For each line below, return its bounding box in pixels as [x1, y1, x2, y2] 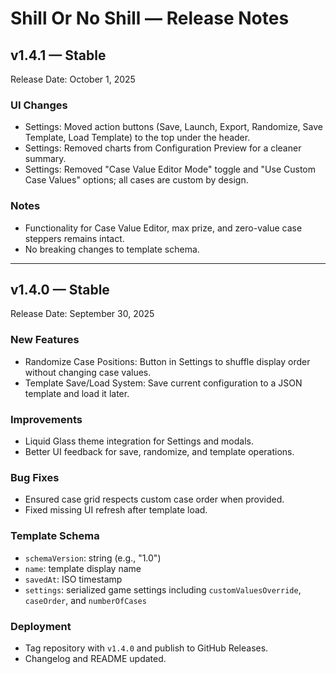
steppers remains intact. [24, 232, 125, 244]
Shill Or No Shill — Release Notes [10, 7, 290, 30]
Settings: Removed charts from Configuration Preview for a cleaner [24, 142, 302, 154]
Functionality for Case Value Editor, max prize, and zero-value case [24, 222, 303, 234]
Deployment [10, 619, 72, 633]
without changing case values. [24, 366, 152, 378]
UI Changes [10, 98, 68, 112]
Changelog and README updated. [24, 652, 167, 664]
